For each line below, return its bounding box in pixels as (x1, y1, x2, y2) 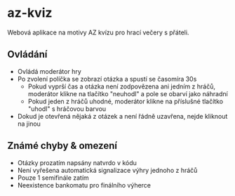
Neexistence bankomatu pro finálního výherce (17, 181, 152, 189)
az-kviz (7, 5, 53, 21)
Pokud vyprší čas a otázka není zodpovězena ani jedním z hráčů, (27, 82, 216, 91)
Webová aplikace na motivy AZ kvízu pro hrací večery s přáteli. (7, 28, 189, 37)
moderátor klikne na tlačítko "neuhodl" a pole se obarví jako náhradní (27, 89, 228, 98)
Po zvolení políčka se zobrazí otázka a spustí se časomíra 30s (17, 74, 197, 83)
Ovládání (7, 48, 48, 60)
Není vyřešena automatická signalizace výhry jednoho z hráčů (17, 166, 198, 174)
